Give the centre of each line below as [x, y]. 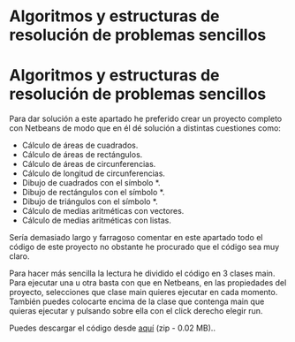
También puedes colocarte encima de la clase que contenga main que [137, 301]
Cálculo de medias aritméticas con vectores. [103, 211]
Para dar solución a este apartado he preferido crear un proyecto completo [146, 119]
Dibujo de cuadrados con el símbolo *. [91, 183]
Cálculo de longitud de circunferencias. [94, 173]
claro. [19, 256]
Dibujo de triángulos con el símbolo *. [90, 201]
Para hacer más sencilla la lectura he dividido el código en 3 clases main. [142, 274]
